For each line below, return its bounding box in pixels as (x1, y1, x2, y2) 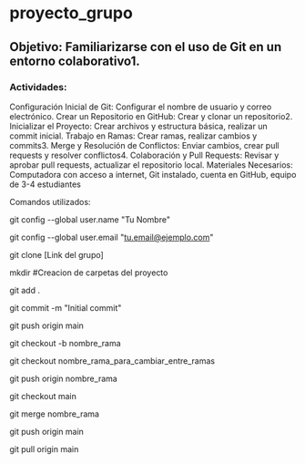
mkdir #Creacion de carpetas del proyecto (9, 267, 168, 278)
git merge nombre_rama (9, 408, 100, 419)
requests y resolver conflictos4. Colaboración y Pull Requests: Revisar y (9, 150, 280, 160)
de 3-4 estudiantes (9, 179, 82, 190)
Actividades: (9, 80, 67, 93)
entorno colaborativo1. (9, 53, 141, 68)
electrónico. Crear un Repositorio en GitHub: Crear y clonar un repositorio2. (9, 110, 293, 121)
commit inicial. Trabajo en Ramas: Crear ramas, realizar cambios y (9, 130, 258, 141)
